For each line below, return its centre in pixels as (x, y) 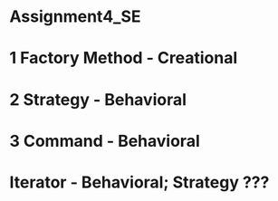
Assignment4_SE (76, 17)
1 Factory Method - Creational (124, 58)
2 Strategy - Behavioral (98, 99)
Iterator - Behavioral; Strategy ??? (139, 182)
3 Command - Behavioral (105, 141)
